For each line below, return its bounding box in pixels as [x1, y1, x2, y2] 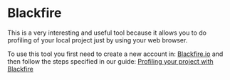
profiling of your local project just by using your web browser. [7, 35, 188, 44]
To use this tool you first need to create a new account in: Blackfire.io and [7, 50, 224, 58]
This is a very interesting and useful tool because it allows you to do [7, 28, 207, 37]
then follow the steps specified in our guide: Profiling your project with [7, 57, 214, 65]
